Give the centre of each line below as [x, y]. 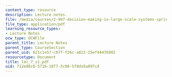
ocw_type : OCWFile [25, 38]
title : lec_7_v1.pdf [27, 62]
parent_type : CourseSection [35, 48]
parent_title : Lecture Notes [36, 43]
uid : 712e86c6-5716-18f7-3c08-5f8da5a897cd [52, 66]
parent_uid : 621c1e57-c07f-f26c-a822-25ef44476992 [60, 52]
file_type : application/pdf [35, 24]
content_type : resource [31, 10]
